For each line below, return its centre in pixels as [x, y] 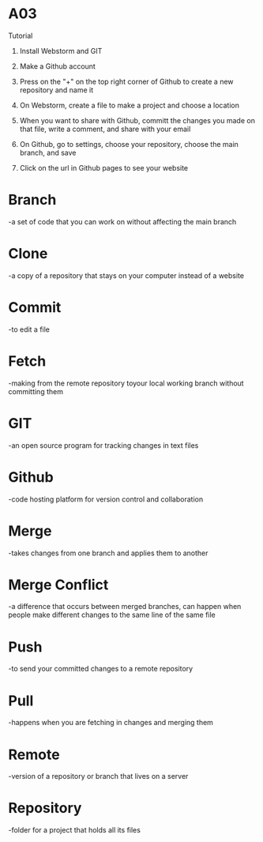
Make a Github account [58, 66]
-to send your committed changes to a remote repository [101, 669]
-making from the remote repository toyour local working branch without [126, 383]
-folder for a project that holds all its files [74, 830]
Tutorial [21, 36]
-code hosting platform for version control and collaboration [106, 499]
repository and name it [56, 90]
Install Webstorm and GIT [61, 51]
